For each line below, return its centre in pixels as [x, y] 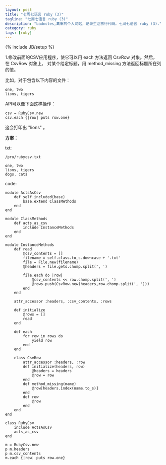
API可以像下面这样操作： [30, 104]
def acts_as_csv [31, 223]
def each [23, 332]
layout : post [19, 10]
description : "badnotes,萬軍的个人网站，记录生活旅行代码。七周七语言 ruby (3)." [83, 24]
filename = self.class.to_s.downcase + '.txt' [72, 258]
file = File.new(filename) [51, 262]
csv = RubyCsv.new [24, 113]
